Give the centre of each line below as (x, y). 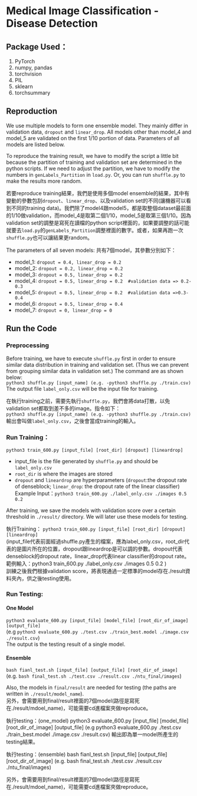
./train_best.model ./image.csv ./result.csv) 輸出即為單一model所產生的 (92, 734)
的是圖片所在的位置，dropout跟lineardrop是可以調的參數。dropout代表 (97, 549)
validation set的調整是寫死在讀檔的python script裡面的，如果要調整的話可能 (98, 222)
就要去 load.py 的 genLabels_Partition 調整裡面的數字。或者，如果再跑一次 (95, 230)
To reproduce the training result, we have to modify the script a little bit (92, 156)
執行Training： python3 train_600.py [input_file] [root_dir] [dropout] (96, 529)
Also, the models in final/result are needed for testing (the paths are (91, 688)
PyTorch (25, 61)
